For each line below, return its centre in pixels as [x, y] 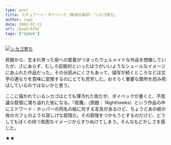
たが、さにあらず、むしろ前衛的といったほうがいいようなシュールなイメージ [86, 66]
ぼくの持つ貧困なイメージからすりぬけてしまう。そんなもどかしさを [90, 122]
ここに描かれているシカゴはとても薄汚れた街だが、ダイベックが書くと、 [81, 96]
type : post [17, 10]
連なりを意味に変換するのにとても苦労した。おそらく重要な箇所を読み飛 [90, 79]
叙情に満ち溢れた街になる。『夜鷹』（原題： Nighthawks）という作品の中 [90, 102]
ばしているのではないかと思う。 [39, 85]
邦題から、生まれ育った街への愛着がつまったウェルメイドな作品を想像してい [86, 60]
